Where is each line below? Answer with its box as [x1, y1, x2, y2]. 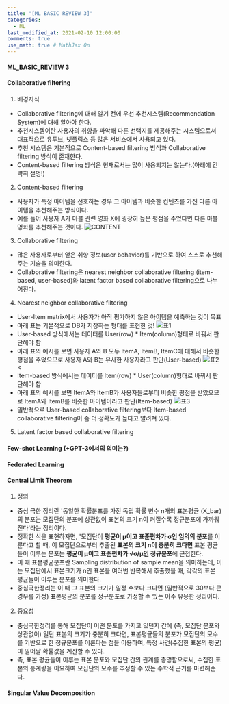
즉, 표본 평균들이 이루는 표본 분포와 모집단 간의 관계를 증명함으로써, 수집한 [16, 655, 214, 664]
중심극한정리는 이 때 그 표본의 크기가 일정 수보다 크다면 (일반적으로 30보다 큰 [16, 583, 222, 592]
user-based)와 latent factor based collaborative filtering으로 [38, 276, 206, 284]
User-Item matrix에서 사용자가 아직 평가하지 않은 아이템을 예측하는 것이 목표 [16, 312, 222, 320]
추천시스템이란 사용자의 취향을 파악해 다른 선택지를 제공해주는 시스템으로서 [16, 126, 217, 134]
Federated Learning [7, 460, 64, 468]
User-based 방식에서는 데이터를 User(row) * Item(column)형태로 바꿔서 [16, 329, 213, 338]
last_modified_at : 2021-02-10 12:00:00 [7, 29, 121, 36]
